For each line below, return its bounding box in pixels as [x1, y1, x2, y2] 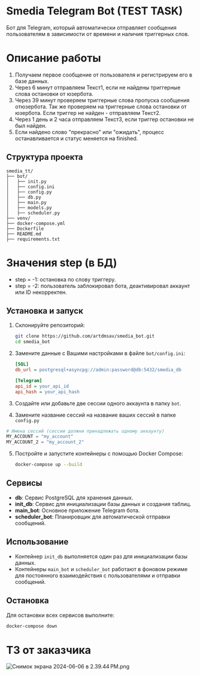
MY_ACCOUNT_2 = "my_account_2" [6, 439, 84, 445]
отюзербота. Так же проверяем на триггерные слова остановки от [14, 103, 187, 110]
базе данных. [14, 77, 49, 84]
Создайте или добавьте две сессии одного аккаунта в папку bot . [14, 399, 181, 407]
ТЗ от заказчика [6, 643, 92, 657]
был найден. [14, 122, 47, 129]
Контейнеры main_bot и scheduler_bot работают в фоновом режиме [14, 565, 188, 572]
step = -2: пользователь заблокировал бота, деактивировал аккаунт [14, 282, 190, 289]
